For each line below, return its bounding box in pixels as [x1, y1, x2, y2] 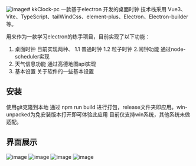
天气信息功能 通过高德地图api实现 [14, 60, 96, 67]
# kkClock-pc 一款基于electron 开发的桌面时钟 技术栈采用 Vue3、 [27, 6, 186, 12]
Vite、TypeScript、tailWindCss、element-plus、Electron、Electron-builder [6, 13, 189, 20]
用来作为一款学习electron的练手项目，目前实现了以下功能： [6, 33, 151, 40]
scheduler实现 [14, 53, 50, 60]
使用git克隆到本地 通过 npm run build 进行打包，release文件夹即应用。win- [6, 103, 188, 110]
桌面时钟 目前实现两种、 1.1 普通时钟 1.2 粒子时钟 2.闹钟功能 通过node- [14, 45, 186, 53]
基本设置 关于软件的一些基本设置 [14, 68, 94, 74]
